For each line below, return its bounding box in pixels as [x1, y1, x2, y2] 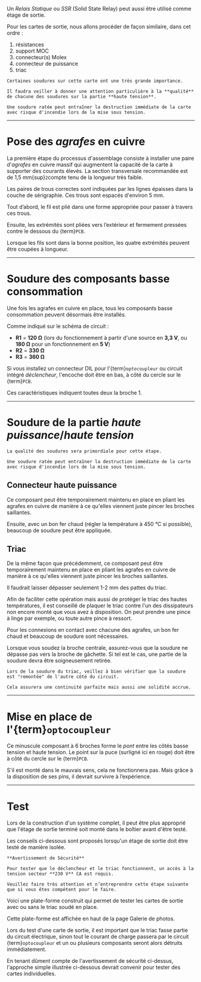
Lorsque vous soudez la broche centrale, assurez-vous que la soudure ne [7, 644, 188, 652]
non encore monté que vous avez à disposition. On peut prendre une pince [7, 609, 191, 616]
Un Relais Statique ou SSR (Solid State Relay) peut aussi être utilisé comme [7, 5, 191, 12]
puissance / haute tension [7, 428, 134, 442]
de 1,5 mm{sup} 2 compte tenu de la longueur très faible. [7, 174, 143, 181]
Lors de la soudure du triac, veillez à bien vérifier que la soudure [7, 668, 186, 675]
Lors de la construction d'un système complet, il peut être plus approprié [7, 819, 186, 826]
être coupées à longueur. [7, 245, 69, 253]
